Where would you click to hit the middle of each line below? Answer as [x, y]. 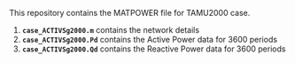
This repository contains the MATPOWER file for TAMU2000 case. [130, 13]
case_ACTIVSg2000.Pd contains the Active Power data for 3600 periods [149, 39]
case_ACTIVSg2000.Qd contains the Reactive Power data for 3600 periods [154, 49]
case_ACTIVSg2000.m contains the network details [111, 30]
